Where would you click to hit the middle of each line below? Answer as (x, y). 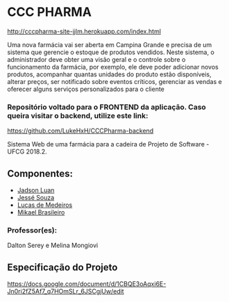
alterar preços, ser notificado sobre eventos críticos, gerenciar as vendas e (114, 81)
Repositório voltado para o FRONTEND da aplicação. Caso (107, 107)
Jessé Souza (36, 198)
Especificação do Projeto (62, 267)
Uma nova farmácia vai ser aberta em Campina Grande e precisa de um (110, 44)
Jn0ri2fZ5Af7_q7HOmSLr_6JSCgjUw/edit (66, 292)
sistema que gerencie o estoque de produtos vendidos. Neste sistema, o (111, 52)
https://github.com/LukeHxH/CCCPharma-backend (80, 131)
